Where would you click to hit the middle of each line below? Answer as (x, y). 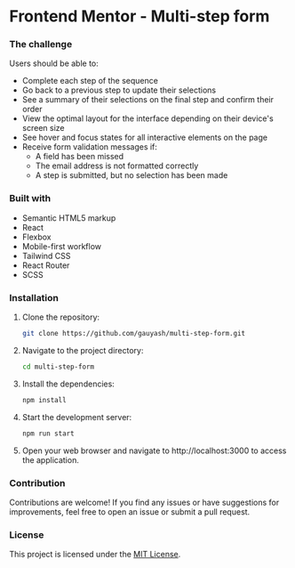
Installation (34, 297)
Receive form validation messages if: (90, 147)
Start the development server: (77, 417)
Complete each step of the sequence (90, 81)
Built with (30, 199)
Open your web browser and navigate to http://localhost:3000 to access (154, 450)
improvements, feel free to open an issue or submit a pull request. (130, 511)
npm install (44, 400)
